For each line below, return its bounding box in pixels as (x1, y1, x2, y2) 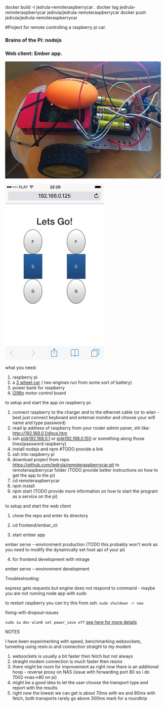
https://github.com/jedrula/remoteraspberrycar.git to (12, 462, 120, 468)
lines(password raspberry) (12, 440, 67, 446)
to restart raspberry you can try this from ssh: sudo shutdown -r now (5, 599, 144, 606)
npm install (12, 483, 35, 489)
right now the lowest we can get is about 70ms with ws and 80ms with (12, 690, 156, 696)
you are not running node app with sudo (5, 590, 87, 596)
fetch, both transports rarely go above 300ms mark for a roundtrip (12, 695, 147, 701)
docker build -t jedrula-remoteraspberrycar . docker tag (5, 4, 119, 10)
